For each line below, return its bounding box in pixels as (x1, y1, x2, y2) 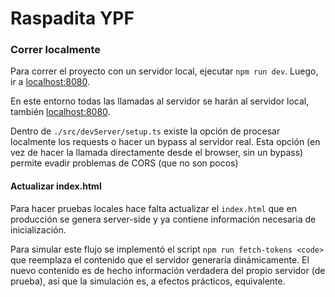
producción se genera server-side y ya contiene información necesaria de (10, 213, 317, 225)
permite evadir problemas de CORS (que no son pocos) (10, 157, 239, 169)
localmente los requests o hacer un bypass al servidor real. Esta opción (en (10, 136, 321, 148)
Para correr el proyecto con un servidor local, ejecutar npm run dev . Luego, (10, 65, 319, 77)
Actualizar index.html (10, 180, 102, 192)
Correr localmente (10, 43, 102, 57)
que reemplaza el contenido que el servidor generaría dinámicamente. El (10, 253, 310, 266)
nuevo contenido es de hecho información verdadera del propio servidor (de (10, 264, 326, 276)
